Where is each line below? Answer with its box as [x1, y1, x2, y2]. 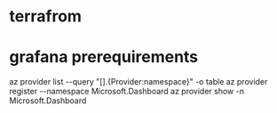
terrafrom [9, 6, 83, 27]
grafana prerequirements [9, 47, 199, 68]
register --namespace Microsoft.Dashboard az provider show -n [9, 86, 244, 97]
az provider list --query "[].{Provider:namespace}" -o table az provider [9, 77, 268, 87]
